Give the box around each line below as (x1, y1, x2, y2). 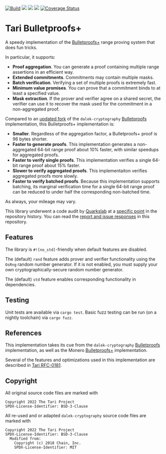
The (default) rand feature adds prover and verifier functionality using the (5, 256, 156, 262)
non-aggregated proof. (12, 106, 60, 112)
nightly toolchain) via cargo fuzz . (5, 314, 73, 321)
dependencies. (5, 281, 36, 287)
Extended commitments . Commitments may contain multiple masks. (12, 74, 154, 80)
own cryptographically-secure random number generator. (5, 266, 124, 272)
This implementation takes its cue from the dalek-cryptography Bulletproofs (5, 342, 161, 348)
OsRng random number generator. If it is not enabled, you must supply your (5, 261, 158, 267)
